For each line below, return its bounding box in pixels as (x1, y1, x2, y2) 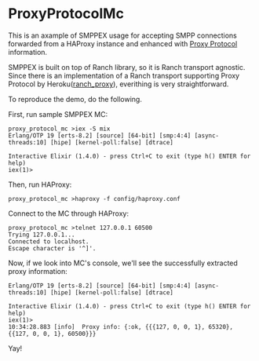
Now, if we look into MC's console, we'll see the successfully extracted (8, 258, 238, 268)
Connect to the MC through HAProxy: (8, 209, 129, 218)
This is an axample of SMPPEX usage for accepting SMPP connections (8, 31, 237, 40)
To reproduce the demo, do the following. (8, 94, 143, 104)
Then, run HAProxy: (8, 180, 72, 189)
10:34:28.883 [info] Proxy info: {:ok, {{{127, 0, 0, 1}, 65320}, (8, 323, 234, 330)
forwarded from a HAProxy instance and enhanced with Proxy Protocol (8, 38, 238, 48)
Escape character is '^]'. (8, 244, 97, 252)
